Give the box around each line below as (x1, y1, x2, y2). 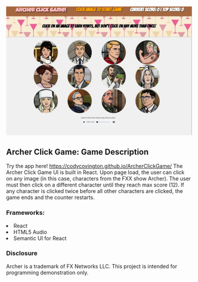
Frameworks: (6, 209, 45, 217)
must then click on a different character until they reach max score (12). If (6, 181, 184, 189)
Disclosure (6, 249, 38, 257)
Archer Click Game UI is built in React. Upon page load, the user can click (6, 169, 184, 176)
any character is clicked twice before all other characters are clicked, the (6, 188, 183, 195)
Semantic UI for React (14, 234, 67, 242)
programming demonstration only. (6, 269, 89, 276)
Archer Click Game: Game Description (6, 147, 149, 157)
